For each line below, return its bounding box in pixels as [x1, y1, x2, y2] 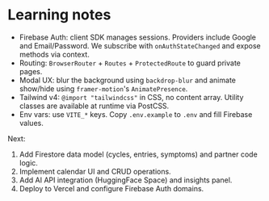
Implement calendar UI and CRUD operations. [19, 166, 171, 176]
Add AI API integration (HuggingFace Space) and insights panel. [19, 175, 233, 185]
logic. [19, 157, 38, 167]
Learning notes [7, 6, 111, 24]
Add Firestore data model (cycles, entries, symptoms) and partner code [19, 149, 258, 159]
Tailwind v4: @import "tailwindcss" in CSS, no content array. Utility [19, 92, 244, 102]
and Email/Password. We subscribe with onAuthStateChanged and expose [19, 40, 261, 50]
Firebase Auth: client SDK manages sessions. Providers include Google [19, 32, 256, 42]
